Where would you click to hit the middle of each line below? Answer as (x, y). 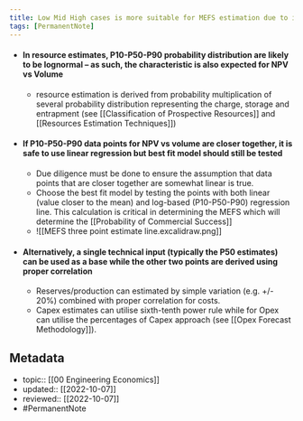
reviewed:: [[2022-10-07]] (71, 398)
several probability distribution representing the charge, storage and (163, 104)
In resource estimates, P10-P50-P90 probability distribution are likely (156, 55)
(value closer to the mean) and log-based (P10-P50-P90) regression (163, 202)
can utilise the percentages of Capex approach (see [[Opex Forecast (163, 320)
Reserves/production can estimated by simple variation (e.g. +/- (155, 291)
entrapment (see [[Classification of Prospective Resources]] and (156, 113)
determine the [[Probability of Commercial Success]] (134, 221)
